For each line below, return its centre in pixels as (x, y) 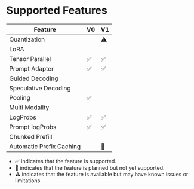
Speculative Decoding (40, 88)
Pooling (20, 97)
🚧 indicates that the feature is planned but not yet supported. (90, 167)
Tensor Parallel (30, 59)
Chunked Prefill (31, 136)
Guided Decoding (34, 78)
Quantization (27, 39)
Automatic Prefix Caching (45, 146)
